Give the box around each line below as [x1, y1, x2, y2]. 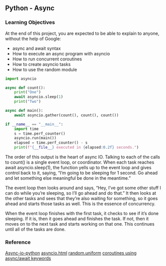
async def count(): [5, 85, 46, 90]
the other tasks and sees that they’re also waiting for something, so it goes [5, 196, 158, 202]
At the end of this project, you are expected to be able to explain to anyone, [5, 30, 160, 36]
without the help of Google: [5, 35, 61, 41]
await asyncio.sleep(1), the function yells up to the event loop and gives [5, 165, 152, 171]
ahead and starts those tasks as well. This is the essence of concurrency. [5, 201, 156, 207]
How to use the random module [12, 66, 77, 72]
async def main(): [5, 108, 43, 113]
